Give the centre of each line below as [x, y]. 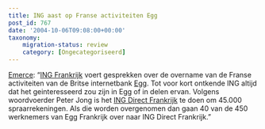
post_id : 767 [30, 23]
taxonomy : [25, 38]
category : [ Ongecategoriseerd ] [74, 52]
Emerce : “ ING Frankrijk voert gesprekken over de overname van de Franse [130, 75]
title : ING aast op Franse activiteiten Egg [83, 15]
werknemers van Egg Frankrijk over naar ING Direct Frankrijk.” [110, 117]
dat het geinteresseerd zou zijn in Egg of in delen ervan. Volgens [114, 91]
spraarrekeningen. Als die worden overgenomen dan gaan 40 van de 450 [128, 108]
